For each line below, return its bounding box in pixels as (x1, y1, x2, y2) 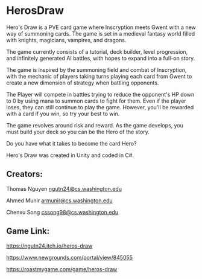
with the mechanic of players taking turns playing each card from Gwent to (6, 72, 192, 80)
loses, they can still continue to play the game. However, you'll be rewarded (6, 103, 194, 111)
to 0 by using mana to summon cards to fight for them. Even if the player (6, 97, 187, 104)
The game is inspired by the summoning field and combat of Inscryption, (6, 66, 187, 73)
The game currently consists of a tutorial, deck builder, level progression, (6, 48, 188, 55)
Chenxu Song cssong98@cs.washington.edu (6, 208, 119, 216)
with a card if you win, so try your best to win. (6, 110, 120, 117)
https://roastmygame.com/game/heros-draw (6, 265, 118, 272)
